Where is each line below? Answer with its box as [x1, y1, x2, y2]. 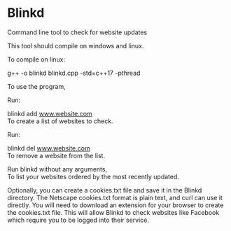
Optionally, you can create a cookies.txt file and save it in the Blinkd [7, 185, 202, 194]
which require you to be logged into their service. [7, 216, 149, 224]
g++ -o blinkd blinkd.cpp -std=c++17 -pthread [7, 69, 141, 77]
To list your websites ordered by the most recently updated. [7, 172, 180, 181]
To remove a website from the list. [7, 151, 106, 160]
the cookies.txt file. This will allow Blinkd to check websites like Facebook [7, 208, 220, 216]
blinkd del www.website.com [7, 143, 90, 152]
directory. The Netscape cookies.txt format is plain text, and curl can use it [7, 193, 223, 202]
